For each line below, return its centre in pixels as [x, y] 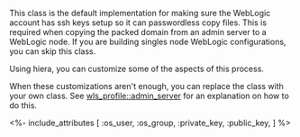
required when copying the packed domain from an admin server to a [138, 32]
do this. [23, 105]
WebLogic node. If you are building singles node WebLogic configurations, [148, 41]
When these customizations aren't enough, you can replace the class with [146, 86]
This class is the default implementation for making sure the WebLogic [140, 13]
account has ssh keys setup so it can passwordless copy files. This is [138, 23]
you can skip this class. [53, 51]
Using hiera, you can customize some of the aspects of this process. [136, 68]
